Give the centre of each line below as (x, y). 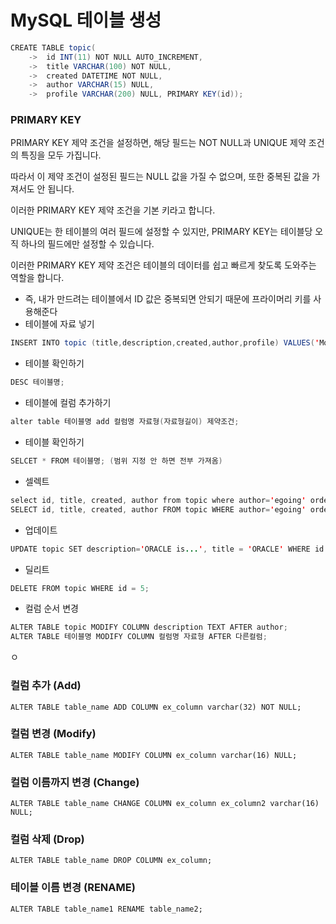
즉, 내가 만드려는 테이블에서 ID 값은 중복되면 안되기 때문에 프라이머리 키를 (168, 299)
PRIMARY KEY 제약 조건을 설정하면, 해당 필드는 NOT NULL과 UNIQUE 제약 (158, 143)
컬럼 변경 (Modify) (53, 734)
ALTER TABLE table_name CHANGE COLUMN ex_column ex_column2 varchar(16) (165, 804)
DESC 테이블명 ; (37, 382)
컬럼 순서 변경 (51, 608)
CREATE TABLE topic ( (53, 47)
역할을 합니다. (37, 278)
